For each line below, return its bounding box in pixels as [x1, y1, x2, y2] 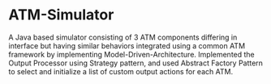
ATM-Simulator [8, 6, 114, 24]
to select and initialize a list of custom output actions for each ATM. [8, 66, 234, 76]
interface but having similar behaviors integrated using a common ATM [8, 40, 246, 50]
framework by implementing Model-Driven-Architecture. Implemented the [8, 49, 256, 59]
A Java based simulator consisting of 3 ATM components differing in [8, 32, 238, 42]
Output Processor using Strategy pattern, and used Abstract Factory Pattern [8, 58, 264, 68]
